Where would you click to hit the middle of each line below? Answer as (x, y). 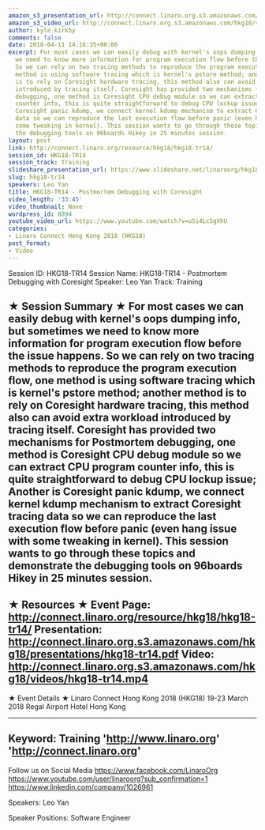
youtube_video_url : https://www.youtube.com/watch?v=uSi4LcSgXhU (118, 221)
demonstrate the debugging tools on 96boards (125, 566)
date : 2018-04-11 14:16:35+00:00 (63, 45)
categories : (28, 229)
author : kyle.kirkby (42, 30)
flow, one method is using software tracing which (132, 381)
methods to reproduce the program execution (122, 368)
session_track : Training (49, 163)
